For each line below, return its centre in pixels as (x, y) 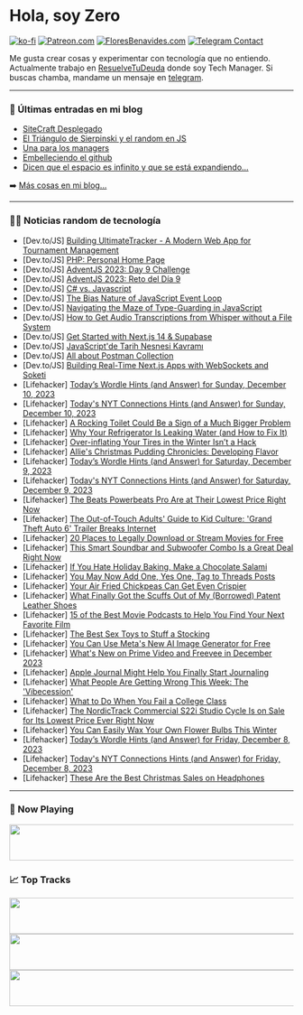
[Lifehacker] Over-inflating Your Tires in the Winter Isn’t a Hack (139, 442)
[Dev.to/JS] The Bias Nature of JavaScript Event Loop (122, 298)
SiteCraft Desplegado (62, 129)
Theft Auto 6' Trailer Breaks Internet (89, 528)
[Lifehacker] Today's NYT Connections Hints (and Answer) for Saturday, (156, 480)
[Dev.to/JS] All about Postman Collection (98, 355)
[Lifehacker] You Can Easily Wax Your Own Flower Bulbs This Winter (150, 730)
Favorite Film (46, 624)
